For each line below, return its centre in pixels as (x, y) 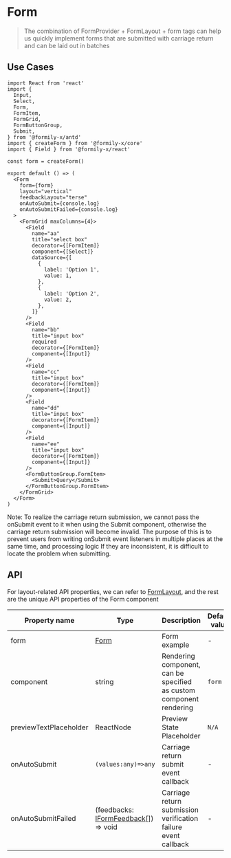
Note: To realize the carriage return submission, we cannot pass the (103, 517)
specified (177, 681)
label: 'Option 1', (71, 269)
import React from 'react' (46, 83)
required (44, 342)
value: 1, (58, 276)
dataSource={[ (52, 257)
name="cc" (46, 372)
